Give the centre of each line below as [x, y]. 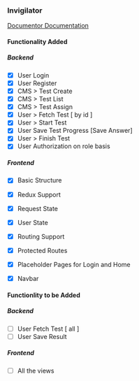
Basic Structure [39, 180]
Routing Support [41, 236]
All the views [36, 371]
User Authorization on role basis [64, 146]
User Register [37, 83]
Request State [37, 208]
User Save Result [42, 336]
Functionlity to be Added [44, 295]
